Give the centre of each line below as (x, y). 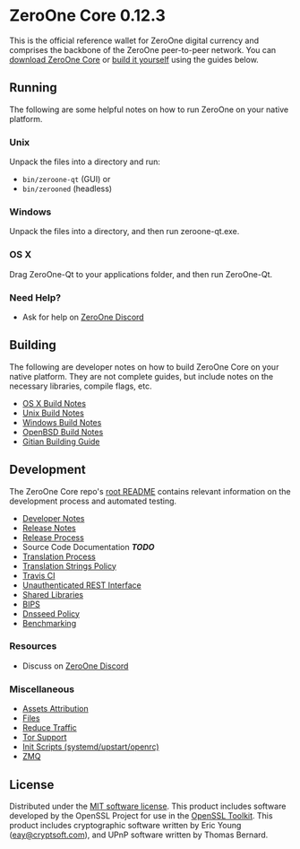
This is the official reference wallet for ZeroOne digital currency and (134, 40)
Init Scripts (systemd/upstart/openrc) (90, 747)
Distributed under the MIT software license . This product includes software (148, 806)
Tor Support (44, 738)
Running (34, 88)
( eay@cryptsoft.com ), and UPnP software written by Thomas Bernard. (139, 835)
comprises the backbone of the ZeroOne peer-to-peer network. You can (143, 49)
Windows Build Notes (62, 422)
